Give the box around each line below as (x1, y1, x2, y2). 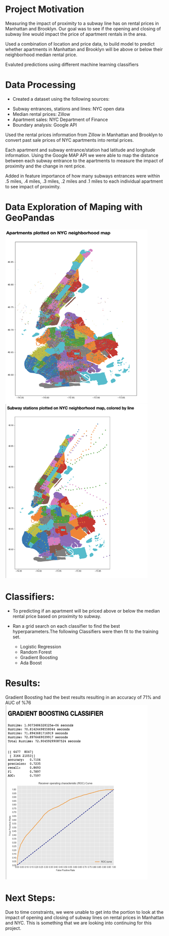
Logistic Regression (20, 643, 62, 649)
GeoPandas (5, 212, 54, 224)
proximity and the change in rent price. (5, 163, 86, 169)
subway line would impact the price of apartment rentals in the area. (5, 31, 147, 37)
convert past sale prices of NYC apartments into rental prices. (5, 137, 134, 143)
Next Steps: (5, 892, 55, 904)
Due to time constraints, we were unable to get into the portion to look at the (5, 909, 164, 915)
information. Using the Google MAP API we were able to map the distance (5, 152, 159, 158)
